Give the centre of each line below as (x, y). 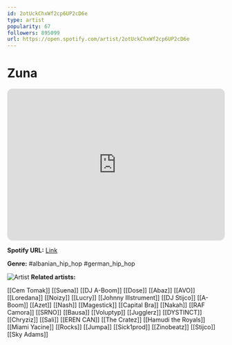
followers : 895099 (33, 33)
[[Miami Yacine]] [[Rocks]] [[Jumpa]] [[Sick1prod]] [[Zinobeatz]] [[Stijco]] (112, 327)
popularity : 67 (29, 26)
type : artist (26, 20)
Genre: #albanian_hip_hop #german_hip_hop (71, 264)
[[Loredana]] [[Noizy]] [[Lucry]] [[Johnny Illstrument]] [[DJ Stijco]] (101, 298)
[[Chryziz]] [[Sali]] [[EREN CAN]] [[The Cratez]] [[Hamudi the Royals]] (106, 320)
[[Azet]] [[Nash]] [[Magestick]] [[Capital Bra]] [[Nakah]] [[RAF (118, 305)
